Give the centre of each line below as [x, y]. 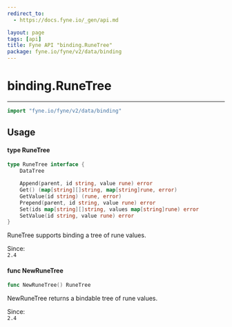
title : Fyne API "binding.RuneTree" [60, 46]
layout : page [26, 32]
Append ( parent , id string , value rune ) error [86, 184]
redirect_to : [26, 13]
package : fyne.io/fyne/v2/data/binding [65, 52]
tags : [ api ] [24, 39]
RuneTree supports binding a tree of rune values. [77, 235]
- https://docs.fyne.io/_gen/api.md [66, 20]
